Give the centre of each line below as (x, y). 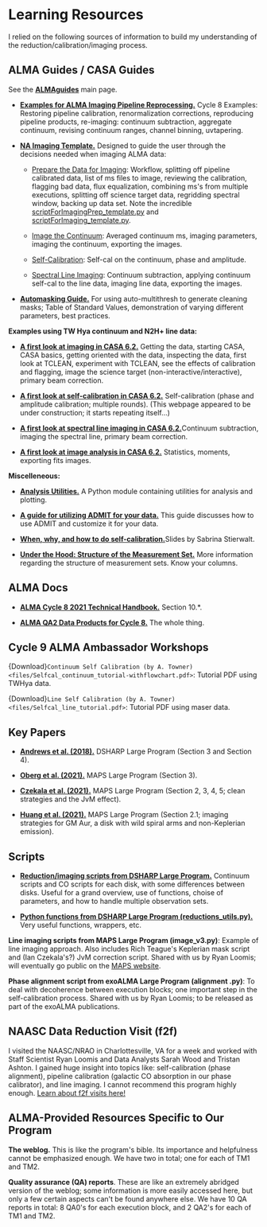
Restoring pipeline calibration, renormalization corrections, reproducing (137, 113)
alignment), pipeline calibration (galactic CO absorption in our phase (120, 1076)
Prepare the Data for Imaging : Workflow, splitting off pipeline (131, 169)
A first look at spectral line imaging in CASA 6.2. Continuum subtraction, (139, 428)
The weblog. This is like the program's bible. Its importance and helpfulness (133, 1149)
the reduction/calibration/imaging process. (78, 45)
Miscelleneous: (35, 476)
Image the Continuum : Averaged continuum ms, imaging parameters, (144, 236)
